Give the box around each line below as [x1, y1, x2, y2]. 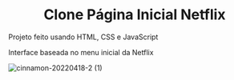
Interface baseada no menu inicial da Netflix [8, 47, 154, 57]
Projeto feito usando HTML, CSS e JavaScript [8, 32, 159, 42]
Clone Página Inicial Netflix [43, 6, 226, 24]
